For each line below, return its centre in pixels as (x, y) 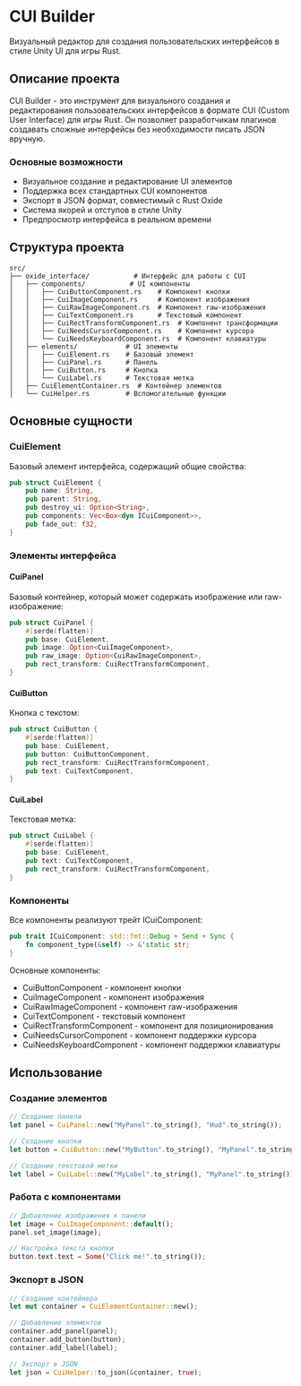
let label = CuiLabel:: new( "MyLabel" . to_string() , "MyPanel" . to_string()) (152, 1174)
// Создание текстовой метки (64, 1166)
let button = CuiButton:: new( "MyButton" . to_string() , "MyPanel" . (133, 1149)
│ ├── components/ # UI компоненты (100, 284)
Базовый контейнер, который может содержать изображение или (136, 597)
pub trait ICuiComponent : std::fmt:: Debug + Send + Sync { (122, 936)
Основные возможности (66, 161)
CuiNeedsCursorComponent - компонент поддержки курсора (139, 1035)
